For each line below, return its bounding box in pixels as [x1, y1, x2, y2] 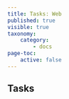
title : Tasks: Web [7, 10, 62, 18]
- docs [33, 43, 53, 50]
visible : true [7, 23, 50, 30]
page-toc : [7, 50, 37, 57]
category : [20, 37, 50, 44]
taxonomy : [7, 30, 37, 37]
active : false [20, 57, 62, 64]
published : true [7, 17, 55, 24]
